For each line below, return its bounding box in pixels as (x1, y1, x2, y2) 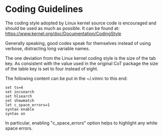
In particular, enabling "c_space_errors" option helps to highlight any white (5, 120, 158, 126)
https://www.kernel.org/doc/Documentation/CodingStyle (5, 30, 122, 36)
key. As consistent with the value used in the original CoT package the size (5, 60, 158, 66)
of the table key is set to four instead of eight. (5, 66, 98, 72)
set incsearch (5, 89, 35, 94)
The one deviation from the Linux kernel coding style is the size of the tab (5, 55, 156, 61)
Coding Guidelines (5, 3, 83, 15)
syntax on (5, 111, 26, 116)
